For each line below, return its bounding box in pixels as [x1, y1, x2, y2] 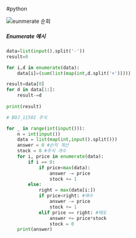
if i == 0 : [28, 159, 56, 165]
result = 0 [6, 54, 28, 60]
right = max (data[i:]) [38, 187, 96, 193]
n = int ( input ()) [17, 131, 61, 137]
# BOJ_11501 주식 [6, 114, 47, 120]
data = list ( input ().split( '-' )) [6, 48, 85, 54]
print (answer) [17, 227, 53, 233]
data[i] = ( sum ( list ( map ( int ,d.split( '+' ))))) [17, 70, 131, 76]
